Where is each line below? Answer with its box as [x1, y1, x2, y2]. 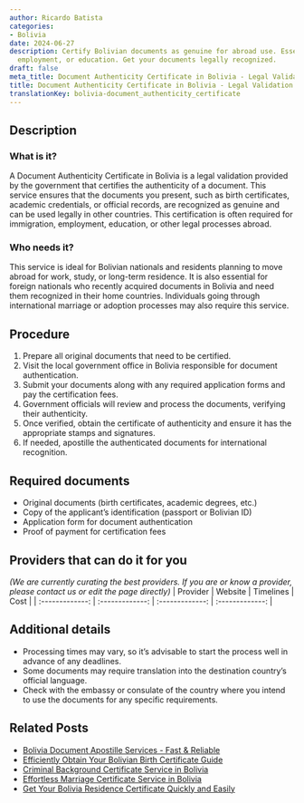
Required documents [9, 473, 130, 489]
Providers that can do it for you [9, 552, 187, 567]
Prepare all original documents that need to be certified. [22, 351, 232, 362]
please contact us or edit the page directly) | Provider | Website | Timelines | [9, 585, 295, 596]
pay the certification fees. [22, 389, 119, 400]
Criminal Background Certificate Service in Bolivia [22, 763, 209, 775]
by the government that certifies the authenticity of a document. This [9, 180, 267, 191]
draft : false [9, 64, 59, 73]
